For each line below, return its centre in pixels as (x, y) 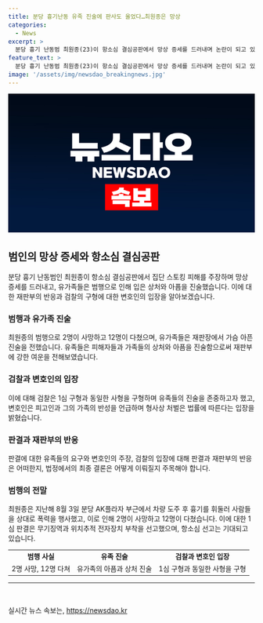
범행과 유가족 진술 (40, 319)
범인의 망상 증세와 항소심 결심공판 (84, 256)
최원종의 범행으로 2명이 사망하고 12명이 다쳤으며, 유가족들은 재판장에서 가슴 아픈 (131, 337)
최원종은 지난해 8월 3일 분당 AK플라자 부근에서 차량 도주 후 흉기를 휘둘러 (119, 509)
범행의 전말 (28, 490)
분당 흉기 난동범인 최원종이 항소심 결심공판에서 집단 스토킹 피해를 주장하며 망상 (128, 277)
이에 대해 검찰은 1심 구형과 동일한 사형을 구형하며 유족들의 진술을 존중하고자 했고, (131, 398)
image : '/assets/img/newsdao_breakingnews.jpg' (87, 75)
